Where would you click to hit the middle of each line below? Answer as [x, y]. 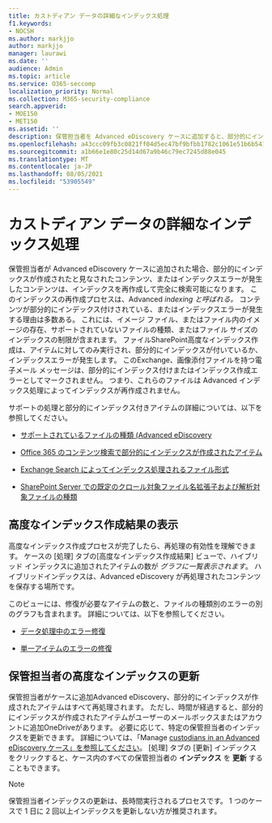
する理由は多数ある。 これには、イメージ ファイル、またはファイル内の [127, 319]
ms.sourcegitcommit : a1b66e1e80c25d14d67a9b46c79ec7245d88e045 [117, 152]
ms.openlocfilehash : [43, 144]
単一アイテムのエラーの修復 [66, 648]
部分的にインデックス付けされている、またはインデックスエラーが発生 [146, 309]
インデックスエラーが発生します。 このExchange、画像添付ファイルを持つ [132, 360]
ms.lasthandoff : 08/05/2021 [56, 174]
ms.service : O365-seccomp [52, 84]
